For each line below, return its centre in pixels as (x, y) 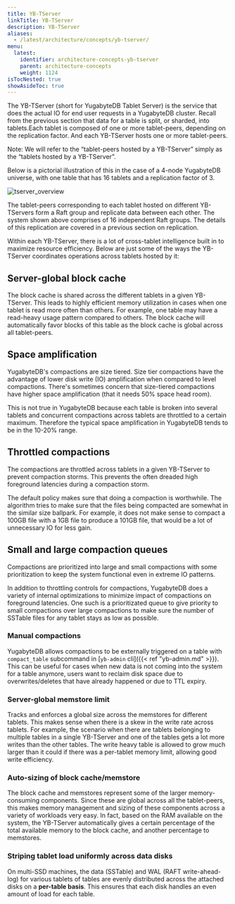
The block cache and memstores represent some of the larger (97, 793)
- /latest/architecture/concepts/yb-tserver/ (82, 40)
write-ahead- (202, 871)
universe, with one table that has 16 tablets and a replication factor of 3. (111, 178)
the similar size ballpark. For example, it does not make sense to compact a (116, 513)
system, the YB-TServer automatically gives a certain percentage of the (111, 823)
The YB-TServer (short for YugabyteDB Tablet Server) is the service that (112, 106)
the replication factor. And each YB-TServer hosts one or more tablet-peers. (118, 136)
